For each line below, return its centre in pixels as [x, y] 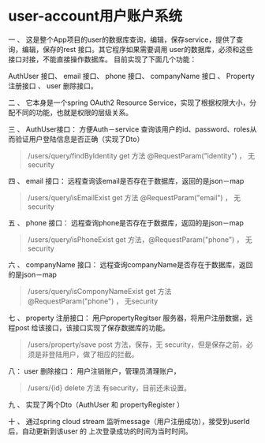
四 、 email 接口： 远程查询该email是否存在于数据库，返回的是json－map [126, 181]
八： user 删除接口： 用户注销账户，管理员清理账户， [94, 370]
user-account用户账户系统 [95, 16]
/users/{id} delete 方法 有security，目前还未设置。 [109, 388]
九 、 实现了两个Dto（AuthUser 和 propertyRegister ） [96, 404]
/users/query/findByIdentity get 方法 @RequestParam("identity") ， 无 [141, 155]
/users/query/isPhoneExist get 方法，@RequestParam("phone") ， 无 [140, 239]
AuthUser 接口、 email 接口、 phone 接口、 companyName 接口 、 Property [131, 76]
